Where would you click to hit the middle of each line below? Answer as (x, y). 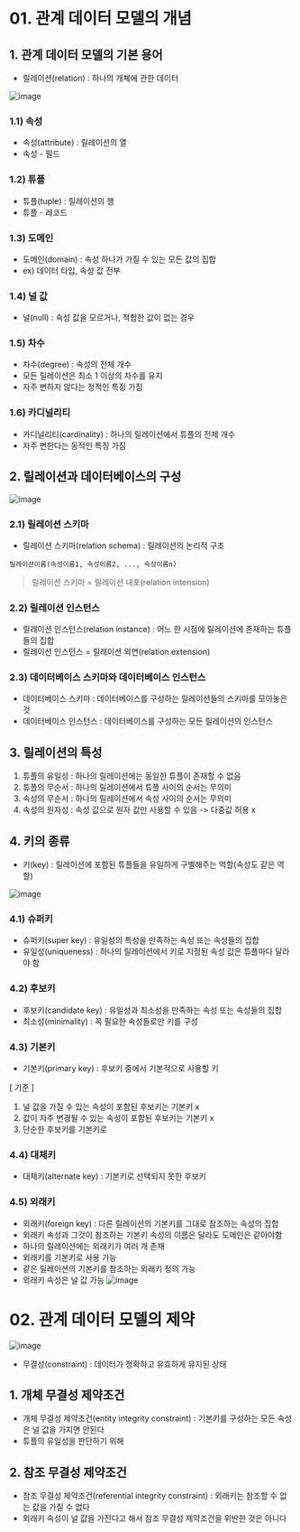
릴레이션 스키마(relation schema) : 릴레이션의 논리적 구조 (123, 545)
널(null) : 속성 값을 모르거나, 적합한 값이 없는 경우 (109, 318)
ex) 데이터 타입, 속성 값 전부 (71, 270)
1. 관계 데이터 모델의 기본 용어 (86, 55)
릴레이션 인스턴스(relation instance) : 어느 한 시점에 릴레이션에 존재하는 (148, 630)
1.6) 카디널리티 (40, 413)
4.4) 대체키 (33, 1154)
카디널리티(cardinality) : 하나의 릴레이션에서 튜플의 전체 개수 (129, 434)
